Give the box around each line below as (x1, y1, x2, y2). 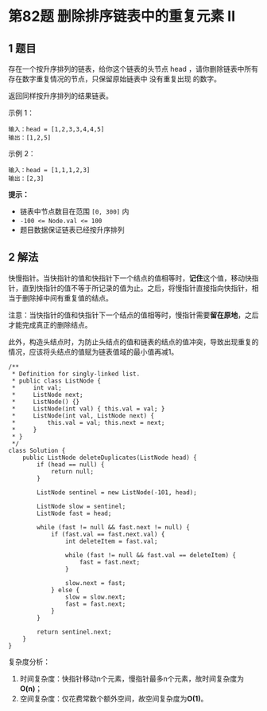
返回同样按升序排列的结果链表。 (8, 91, 113, 100)
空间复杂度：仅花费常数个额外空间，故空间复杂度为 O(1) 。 (19, 693, 208, 703)
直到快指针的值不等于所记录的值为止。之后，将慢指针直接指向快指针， (21, 283, 252, 293)
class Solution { (8, 446, 66, 454)
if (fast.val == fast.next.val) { (50, 530, 165, 538)
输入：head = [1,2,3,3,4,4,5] (8, 125, 105, 133)
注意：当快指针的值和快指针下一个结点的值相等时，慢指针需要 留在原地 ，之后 (8, 310, 259, 320)
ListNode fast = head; (37, 509, 112, 517)
